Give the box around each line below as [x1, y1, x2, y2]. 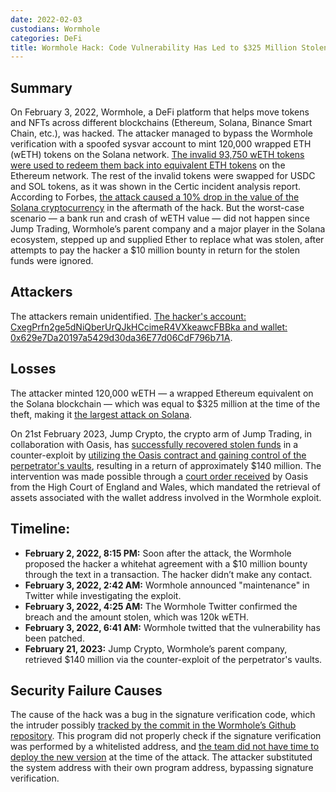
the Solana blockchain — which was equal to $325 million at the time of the [10, 397, 321, 410]
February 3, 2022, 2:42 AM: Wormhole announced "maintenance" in [24, 579, 310, 591]
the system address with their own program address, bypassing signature [10, 762, 314, 774]
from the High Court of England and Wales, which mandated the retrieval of [10, 481, 321, 493]
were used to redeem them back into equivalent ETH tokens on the [10, 159, 286, 171]
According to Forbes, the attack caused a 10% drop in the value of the [10, 191, 300, 203]
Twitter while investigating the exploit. [24, 589, 182, 601]
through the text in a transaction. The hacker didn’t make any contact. [24, 568, 313, 580]
